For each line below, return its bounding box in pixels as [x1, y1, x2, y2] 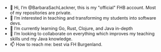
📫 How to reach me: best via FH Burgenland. [9, 42, 103, 47]
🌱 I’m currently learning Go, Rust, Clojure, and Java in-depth [9, 26, 133, 31]
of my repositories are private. [9, 10, 72, 16]
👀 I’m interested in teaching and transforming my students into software [9, 15, 157, 21]
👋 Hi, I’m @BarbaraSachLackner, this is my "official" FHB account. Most [9, 5, 156, 10]
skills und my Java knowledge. [9, 36, 73, 42]
